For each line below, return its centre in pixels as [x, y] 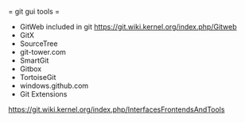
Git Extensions [43, 94]
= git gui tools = [34, 11]
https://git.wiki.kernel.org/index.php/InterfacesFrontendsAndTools [117, 109]
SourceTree [39, 44]
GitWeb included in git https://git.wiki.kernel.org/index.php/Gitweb [128, 27]
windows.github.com [54, 86]
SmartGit [34, 60]
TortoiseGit [38, 77]
